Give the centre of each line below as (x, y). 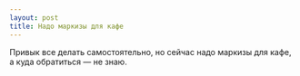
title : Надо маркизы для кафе (67, 26)
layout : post (34, 18)
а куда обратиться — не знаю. (68, 62)
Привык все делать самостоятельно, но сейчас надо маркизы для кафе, (151, 52)
